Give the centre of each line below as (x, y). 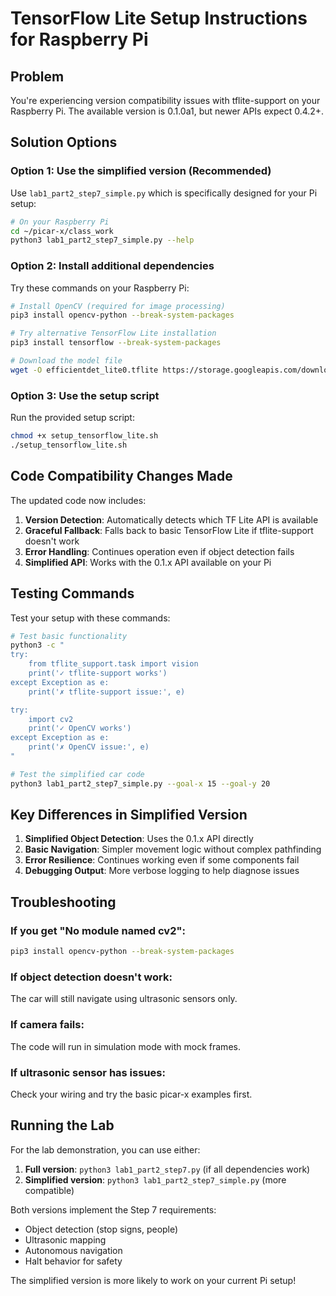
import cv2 (51, 719)
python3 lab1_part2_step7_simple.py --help (102, 240)
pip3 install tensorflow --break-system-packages (116, 343)
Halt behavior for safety (73, 1261)
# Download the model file (66, 361)
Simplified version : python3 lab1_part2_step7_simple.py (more (155, 1179)
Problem (37, 76)
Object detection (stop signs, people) (101, 1229)
